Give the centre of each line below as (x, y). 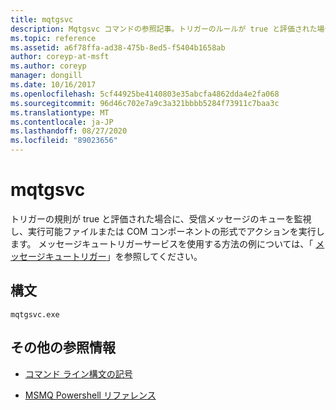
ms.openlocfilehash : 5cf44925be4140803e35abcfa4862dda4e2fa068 (145, 94)
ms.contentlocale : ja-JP (62, 122)
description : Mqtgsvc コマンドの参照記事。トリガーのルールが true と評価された (164, 29)
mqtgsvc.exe (35, 314)
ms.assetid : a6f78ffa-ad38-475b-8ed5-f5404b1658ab (118, 47)
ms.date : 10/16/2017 (53, 85)
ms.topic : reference (53, 38)
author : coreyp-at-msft (60, 57)
